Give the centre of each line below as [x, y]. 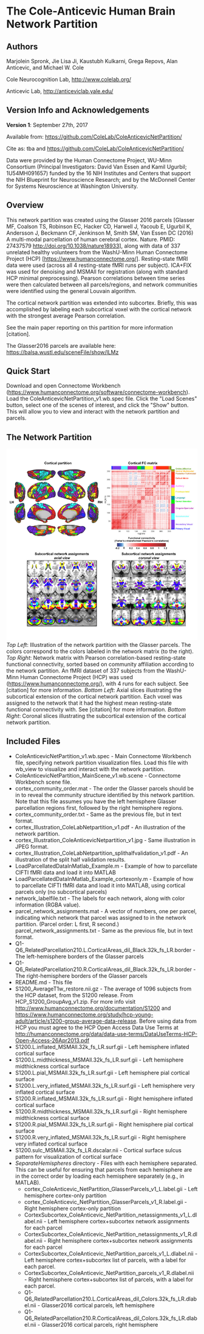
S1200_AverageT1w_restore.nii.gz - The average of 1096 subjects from [103, 989]
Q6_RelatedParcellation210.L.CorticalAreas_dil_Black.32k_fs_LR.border [103, 950]
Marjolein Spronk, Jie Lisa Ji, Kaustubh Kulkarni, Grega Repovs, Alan [92, 61]
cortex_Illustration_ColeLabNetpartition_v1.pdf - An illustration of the [100, 827]
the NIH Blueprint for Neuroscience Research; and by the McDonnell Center [101, 179]
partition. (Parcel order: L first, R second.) [67, 924]
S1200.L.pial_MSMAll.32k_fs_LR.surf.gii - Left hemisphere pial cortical [102, 1073]
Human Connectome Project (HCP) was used [77, 677]
